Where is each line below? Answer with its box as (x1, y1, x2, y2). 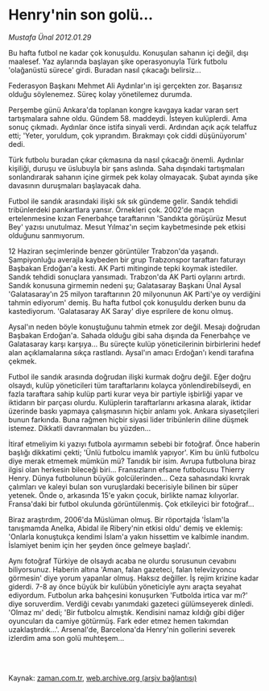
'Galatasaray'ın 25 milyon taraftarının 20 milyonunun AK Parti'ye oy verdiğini (8, 289, 261, 299)
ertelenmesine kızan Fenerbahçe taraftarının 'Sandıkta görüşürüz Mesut (8, 213, 247, 223)
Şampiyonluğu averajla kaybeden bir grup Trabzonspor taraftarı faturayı (8, 254, 246, 264)
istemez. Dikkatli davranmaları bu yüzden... (8, 423, 151, 433)
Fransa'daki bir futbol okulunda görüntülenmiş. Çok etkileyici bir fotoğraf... (8, 499, 255, 509)
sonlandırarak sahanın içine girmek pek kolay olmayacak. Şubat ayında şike (8, 172, 259, 182)
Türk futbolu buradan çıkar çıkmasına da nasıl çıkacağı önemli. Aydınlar (8, 155, 244, 165)
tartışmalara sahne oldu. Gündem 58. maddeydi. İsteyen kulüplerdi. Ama (8, 113, 247, 123)
